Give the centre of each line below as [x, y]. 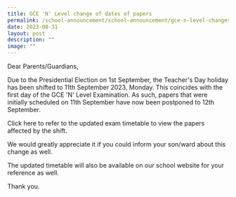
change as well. [30, 152]
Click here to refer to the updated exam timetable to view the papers [106, 123]
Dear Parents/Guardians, [43, 66]
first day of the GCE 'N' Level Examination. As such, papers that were [107, 95]
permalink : [23, 20]
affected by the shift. [37, 131]
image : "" [22, 46]
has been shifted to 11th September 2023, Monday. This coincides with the [115, 87]
